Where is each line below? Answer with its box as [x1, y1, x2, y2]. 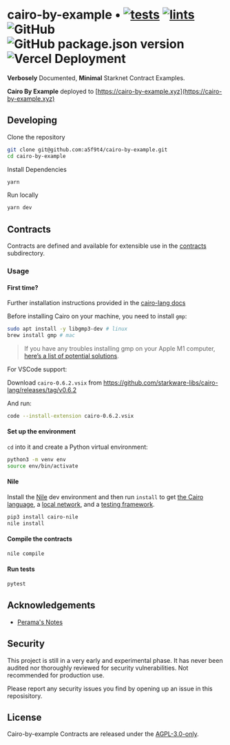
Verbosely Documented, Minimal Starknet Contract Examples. [7, 73, 185, 82]
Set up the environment [7, 427, 76, 436]
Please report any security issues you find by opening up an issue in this [7, 684, 213, 693]
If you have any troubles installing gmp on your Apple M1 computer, [23, 344, 216, 352]
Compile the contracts [7, 535, 72, 543]
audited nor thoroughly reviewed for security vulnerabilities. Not [7, 664, 189, 672]
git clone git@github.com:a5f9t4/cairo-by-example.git [7, 146, 168, 153]
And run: [7, 399, 32, 407]
